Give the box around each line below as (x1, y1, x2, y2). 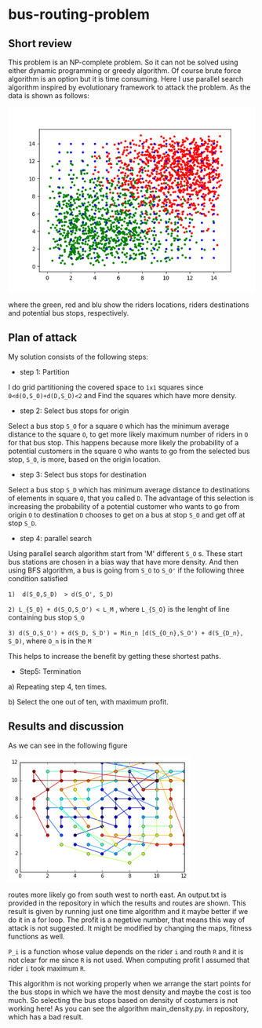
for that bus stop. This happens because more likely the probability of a (8, 437, 239, 447)
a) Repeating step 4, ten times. (8, 682, 107, 691)
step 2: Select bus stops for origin (19, 406, 129, 415)
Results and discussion (8, 720, 124, 734)
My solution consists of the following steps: (8, 352, 149, 361)
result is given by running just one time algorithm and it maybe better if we (8, 906, 249, 916)
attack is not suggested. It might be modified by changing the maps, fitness (8, 923, 253, 932)
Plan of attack (8, 331, 77, 345)
